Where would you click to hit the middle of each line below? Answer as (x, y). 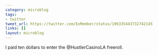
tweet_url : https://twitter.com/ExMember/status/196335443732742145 (79, 24)
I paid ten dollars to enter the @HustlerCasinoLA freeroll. (64, 47)
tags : (11, 14)
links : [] (16, 28)
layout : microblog (25, 33)
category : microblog (27, 10)
